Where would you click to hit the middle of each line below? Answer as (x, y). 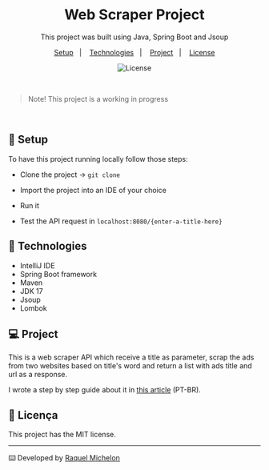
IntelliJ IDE (37, 265)
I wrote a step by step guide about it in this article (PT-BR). (105, 390)
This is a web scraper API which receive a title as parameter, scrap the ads (131, 357)
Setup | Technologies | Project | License (134, 52)
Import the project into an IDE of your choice (93, 190)
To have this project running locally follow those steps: (98, 159)
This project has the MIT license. (62, 435)
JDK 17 (31, 291)
